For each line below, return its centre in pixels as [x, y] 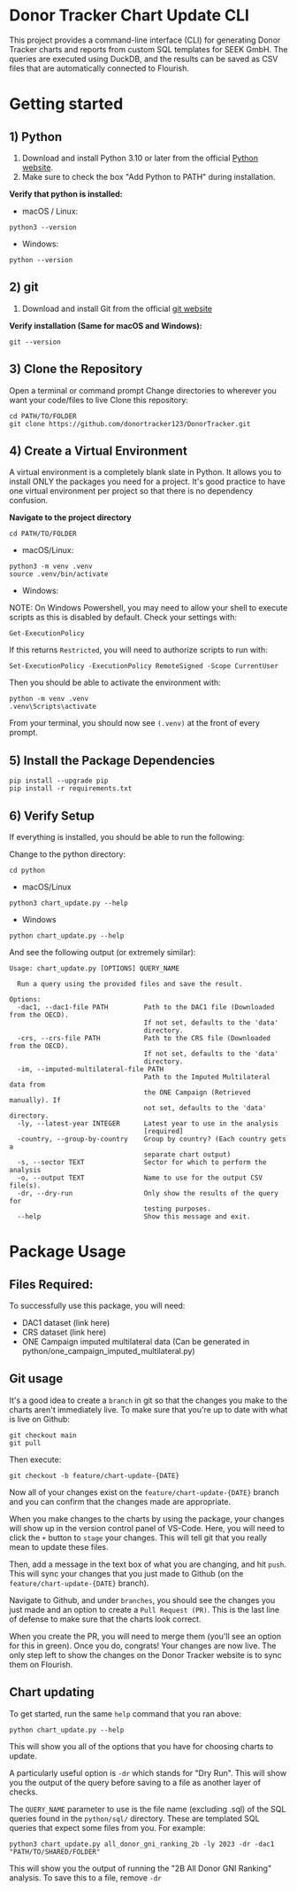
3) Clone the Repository [76, 369]
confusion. [29, 501]
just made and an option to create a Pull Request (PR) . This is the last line [145, 1609]
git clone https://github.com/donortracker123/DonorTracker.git [130, 424]
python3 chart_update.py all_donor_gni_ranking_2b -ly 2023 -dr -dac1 [142, 1844]
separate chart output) [187, 1155]
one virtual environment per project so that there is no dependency [131, 491]
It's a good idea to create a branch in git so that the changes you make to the [148, 1400]
